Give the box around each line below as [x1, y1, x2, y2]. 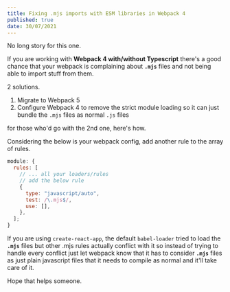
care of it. [7, 264, 34, 271]
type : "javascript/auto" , [25, 190, 100, 196]
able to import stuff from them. [7, 69, 94, 78]
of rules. [7, 145, 31, 153]
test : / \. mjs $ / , [25, 196, 72, 203]
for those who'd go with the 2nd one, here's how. [7, 124, 146, 133]
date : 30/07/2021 [7, 23, 57, 30]
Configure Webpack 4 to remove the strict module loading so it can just [16, 104, 220, 112]
